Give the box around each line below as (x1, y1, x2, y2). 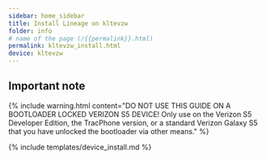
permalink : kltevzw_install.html (8, 42, 121, 50)
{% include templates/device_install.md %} (8, 142, 152, 152)
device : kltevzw (8, 49, 63, 57)
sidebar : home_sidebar (8, 11, 85, 20)
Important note (8, 79, 86, 93)
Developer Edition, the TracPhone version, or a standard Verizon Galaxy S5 (8, 118, 259, 128)
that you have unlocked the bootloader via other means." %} (8, 126, 209, 136)
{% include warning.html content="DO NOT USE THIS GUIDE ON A (8, 100, 231, 110)
